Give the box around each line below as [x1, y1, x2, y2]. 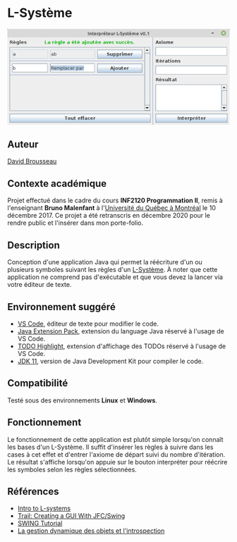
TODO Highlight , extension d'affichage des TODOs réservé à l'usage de [17, 342, 226, 350]
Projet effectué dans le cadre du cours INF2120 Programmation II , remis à [7, 196, 224, 205]
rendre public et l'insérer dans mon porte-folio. [7, 218, 143, 227]
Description [7, 239, 60, 251]
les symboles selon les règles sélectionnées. [7, 465, 138, 474]
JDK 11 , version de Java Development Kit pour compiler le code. [17, 357, 204, 365]
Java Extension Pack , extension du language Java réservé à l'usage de [17, 326, 224, 335]
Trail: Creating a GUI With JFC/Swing [17, 512, 126, 520]
